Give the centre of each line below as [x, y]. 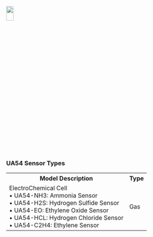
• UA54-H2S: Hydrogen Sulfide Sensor [64, 203]
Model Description [66, 179]
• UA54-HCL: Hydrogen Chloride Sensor [66, 218]
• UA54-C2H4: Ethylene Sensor [54, 225]
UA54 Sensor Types [36, 163]
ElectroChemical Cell [38, 188]
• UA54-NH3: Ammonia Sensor [53, 195]
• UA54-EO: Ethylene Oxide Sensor [59, 210]
